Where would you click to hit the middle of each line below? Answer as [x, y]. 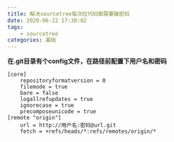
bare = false [39, 93]
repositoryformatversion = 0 [63, 81]
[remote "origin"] [34, 118]
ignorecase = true [47, 106]
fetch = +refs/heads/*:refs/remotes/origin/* [88, 131]
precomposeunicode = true [58, 112]
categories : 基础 [32, 40]
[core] [17, 75]
